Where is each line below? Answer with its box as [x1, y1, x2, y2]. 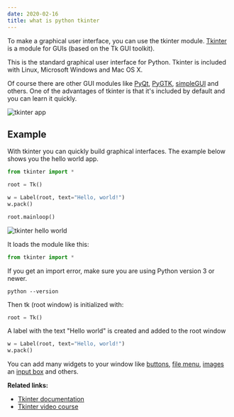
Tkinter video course [17, 402, 79, 411]
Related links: [7, 381, 48, 390]
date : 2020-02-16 [7, 10, 59, 18]
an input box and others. [7, 367, 79, 376]
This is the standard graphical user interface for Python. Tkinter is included [7, 57, 227, 66]
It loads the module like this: [7, 240, 90, 248]
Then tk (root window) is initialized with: [7, 300, 124, 308]
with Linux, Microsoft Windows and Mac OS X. [7, 65, 143, 74]
